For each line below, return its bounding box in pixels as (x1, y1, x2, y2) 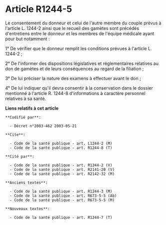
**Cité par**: (5, 154, 35, 159)
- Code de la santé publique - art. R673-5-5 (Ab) (9, 193, 117, 198)
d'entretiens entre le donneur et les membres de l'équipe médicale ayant (5, 30, 155, 36)
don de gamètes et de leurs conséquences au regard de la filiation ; (5, 66, 144, 72)
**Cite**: (5, 132, 26, 137)
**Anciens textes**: (5, 180, 48, 185)
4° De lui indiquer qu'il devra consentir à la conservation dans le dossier (5, 85, 153, 91)
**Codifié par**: (5, 114, 41, 120)
